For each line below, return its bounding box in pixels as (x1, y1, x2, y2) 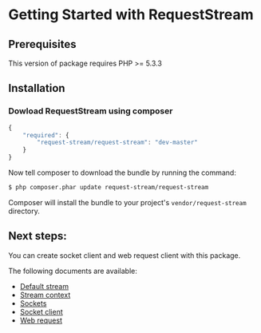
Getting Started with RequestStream (8, 6, 254, 24)
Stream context (19, 290, 71, 299)
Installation (8, 81, 65, 95)
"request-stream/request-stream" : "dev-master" (37, 138, 198, 147)
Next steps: (8, 229, 68, 243)
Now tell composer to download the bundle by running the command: (8, 168, 237, 177)
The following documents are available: (8, 266, 137, 276)
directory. (8, 206, 40, 216)
